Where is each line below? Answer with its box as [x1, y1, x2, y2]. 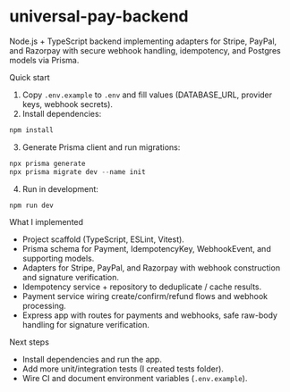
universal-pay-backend [9, 6, 190, 27]
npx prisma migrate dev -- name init [9, 167, 146, 176]
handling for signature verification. [21, 320, 150, 330]
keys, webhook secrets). [21, 98, 114, 109]
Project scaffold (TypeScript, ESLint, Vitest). [21, 234, 185, 245]
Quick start [9, 71, 50, 82]
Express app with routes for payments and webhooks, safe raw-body [21, 310, 277, 321]
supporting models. [21, 253, 95, 264]
